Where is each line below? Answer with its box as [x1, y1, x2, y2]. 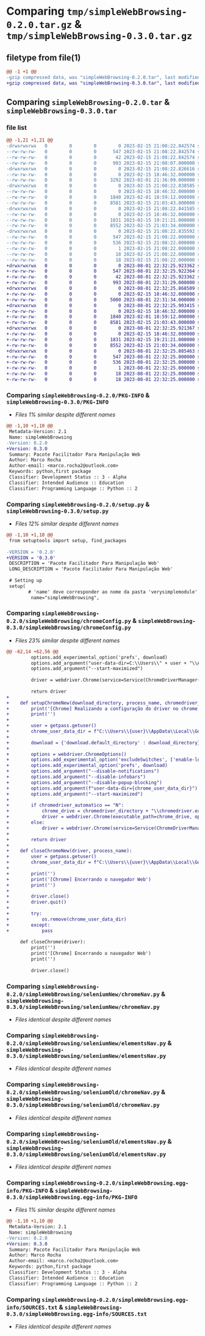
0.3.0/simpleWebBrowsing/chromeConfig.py [6, 624, 131, 632]
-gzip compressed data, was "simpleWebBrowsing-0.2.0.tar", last [6, 74, 176, 80]
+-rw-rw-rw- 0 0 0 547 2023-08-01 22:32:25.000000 [6, 353, 195, 360]
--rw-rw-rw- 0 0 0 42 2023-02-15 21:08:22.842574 [6, 154, 195, 160]
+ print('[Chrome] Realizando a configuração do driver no [6, 706, 179, 712]
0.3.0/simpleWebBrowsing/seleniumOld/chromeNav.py [6, 1101, 160, 1109]
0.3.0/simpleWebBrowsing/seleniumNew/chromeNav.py [6, 1003, 160, 1010]
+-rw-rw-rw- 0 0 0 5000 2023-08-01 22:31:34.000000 [6, 296, 195, 303]
